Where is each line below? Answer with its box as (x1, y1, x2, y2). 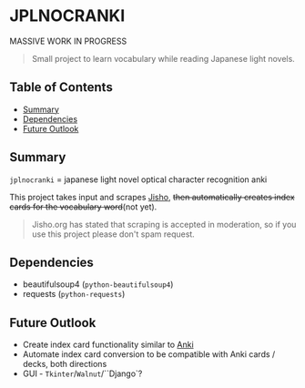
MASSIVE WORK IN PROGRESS (9, 36, 127, 46)
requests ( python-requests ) (22, 289, 126, 300)
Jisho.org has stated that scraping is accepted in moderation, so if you (31, 219, 297, 230)
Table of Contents (9, 79, 114, 96)
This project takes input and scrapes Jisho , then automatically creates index (9, 191, 295, 202)
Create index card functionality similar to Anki (22, 339, 194, 351)
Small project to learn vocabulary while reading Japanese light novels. (31, 53, 296, 64)
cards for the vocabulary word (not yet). (9, 201, 158, 212)
